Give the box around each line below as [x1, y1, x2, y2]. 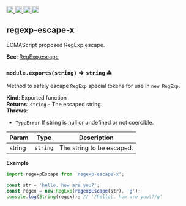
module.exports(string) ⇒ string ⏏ [6, 68, 112, 76]
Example [6, 160, 29, 167]
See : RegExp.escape [6, 53, 59, 61]
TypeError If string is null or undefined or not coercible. [15, 119, 154, 127]
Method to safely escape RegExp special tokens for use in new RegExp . [6, 83, 180, 90]
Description [78, 133, 114, 142]
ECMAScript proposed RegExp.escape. [6, 41, 105, 48]
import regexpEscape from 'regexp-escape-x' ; [6, 171, 124, 177]
